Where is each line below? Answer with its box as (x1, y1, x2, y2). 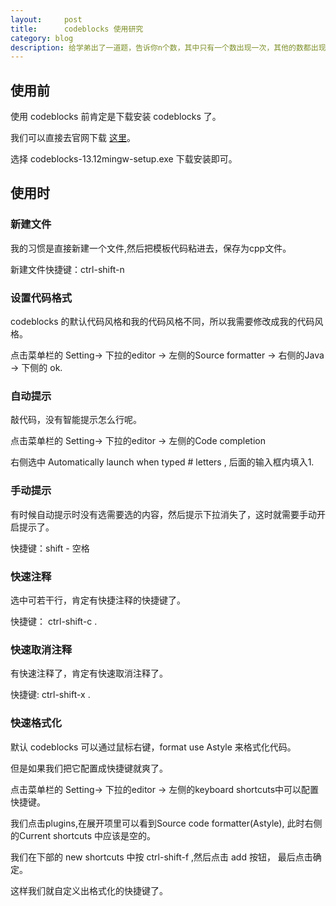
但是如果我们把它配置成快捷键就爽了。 (10, 762, 168, 774)
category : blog (10, 33, 74, 43)
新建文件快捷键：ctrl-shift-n (10, 263, 125, 275)
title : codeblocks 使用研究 (10, 24, 144, 34)
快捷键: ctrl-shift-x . (10, 689, 91, 701)
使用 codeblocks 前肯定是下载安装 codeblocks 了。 (10, 111, 222, 123)
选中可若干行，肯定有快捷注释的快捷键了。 (10, 594, 186, 606)
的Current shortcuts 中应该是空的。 (10, 829, 157, 841)
